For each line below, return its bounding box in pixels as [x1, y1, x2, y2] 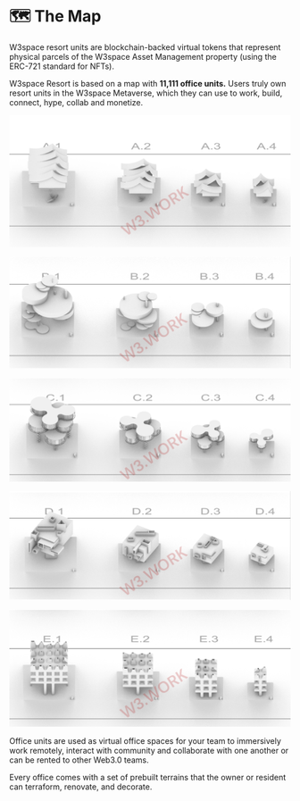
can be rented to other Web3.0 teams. [9, 755, 149, 765]
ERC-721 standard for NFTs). [9, 61, 114, 71]
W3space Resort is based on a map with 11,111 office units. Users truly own [9, 78, 287, 88]
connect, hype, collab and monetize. [9, 96, 144, 107]
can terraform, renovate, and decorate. [9, 781, 153, 792]
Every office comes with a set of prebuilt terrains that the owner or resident [9, 772, 287, 783]
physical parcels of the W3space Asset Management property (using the [9, 51, 277, 62]
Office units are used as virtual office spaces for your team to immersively [9, 736, 281, 747]
